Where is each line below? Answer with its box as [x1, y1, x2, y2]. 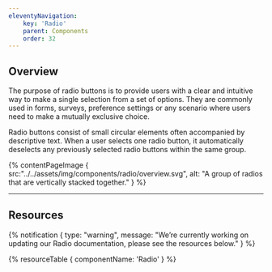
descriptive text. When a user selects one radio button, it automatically [8, 136, 244, 146]
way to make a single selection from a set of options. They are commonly [8, 95, 253, 104]
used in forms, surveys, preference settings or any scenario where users [8, 103, 251, 113]
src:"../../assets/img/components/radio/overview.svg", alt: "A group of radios [8, 169, 263, 179]
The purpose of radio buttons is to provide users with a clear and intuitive [8, 86, 253, 96]
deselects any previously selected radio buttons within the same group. [8, 145, 247, 155]
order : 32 [23, 34, 57, 43]
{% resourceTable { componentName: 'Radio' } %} [8, 254, 176, 264]
